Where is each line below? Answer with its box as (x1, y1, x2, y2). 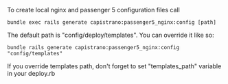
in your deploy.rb (7, 70, 56, 77)
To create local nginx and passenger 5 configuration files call (7, 6, 180, 14)
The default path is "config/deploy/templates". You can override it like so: (7, 31, 214, 39)
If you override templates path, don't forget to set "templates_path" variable (7, 62, 222, 70)
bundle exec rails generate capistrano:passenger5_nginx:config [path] (7, 19, 216, 26)
